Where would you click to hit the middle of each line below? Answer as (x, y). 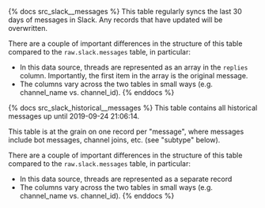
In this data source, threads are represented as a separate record (126, 179)
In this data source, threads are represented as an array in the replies (134, 67)
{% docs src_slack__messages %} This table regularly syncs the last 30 (125, 11)
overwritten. (28, 28)
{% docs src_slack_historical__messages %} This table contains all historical (133, 108)
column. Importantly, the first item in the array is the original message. (134, 76)
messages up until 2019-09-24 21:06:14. (74, 116)
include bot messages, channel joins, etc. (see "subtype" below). (114, 140)
